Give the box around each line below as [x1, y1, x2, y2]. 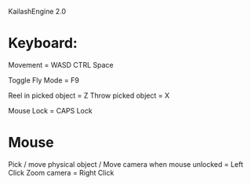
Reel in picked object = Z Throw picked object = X [8, 91, 170, 100]
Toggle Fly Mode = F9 [8, 75, 80, 85]
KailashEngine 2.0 [8, 7, 67, 16]
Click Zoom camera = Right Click [8, 168, 115, 177]
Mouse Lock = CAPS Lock [8, 105, 93, 115]
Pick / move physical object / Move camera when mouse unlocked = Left [8, 159, 244, 168]
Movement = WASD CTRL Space [8, 60, 114, 69]
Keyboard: [8, 35, 78, 52]
